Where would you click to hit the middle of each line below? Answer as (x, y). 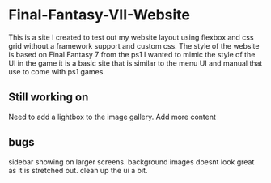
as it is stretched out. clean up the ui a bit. (78, 170)
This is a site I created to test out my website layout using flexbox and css (131, 37)
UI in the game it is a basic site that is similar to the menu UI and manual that (135, 63)
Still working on (49, 98)
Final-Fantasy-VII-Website (99, 15)
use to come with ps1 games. (57, 71)
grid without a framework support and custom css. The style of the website (134, 45)
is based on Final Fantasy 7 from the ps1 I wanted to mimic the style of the (132, 54)
